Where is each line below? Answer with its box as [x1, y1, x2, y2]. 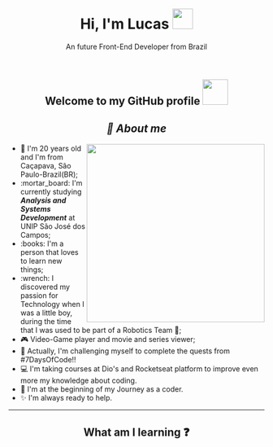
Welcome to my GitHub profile [44, 94, 201, 107]
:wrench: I [19, 273, 54, 283]
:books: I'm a [19, 239, 64, 248]
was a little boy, [19, 308, 73, 318]
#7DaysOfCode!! [19, 354, 76, 364]
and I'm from [19, 151, 63, 162]
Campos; [19, 230, 51, 239]
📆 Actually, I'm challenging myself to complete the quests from [19, 346, 230, 356]
